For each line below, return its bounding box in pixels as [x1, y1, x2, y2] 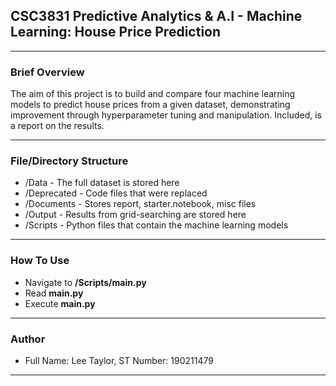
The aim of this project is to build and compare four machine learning [10, 88, 296, 100]
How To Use [10, 254, 70, 268]
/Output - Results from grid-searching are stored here [24, 209, 247, 221]
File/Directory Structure [10, 154, 129, 168]
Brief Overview [10, 65, 85, 79]
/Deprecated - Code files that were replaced [24, 187, 208, 199]
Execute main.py [24, 297, 96, 309]
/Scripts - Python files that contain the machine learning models [24, 219, 289, 231]
